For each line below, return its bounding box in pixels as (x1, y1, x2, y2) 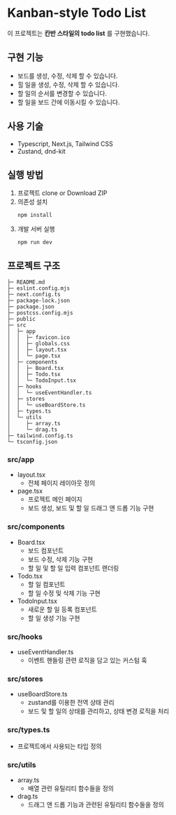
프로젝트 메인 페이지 (27, 495, 82, 503)
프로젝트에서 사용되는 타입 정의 (17, 742, 102, 750)
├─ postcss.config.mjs (7, 310, 73, 317)
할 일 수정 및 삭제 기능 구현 (27, 588, 101, 597)
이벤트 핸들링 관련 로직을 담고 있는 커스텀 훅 (27, 656, 147, 665)
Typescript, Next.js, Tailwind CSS (17, 139, 114, 148)
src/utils (7, 760, 36, 769)
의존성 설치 (17, 198, 48, 206)
